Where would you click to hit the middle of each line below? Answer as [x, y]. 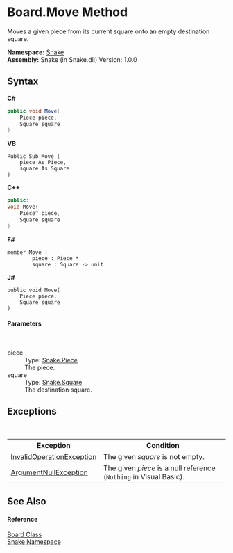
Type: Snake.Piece [51, 360]
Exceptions [32, 411]
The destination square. [58, 390]
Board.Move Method [68, 12]
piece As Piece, [43, 163]
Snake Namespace [34, 542]
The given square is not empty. [154, 456]
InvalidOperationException [54, 456]
